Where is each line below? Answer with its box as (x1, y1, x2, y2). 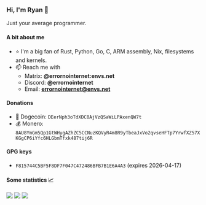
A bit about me (6, 33, 45, 41)
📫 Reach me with (15, 63, 61, 71)
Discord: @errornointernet (24, 79, 93, 86)
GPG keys (6, 148, 32, 155)
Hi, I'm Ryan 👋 (6, 6, 49, 14)
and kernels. (15, 56, 47, 64)
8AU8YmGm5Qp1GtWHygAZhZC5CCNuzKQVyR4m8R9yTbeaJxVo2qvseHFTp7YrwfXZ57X (15, 130, 200, 136)
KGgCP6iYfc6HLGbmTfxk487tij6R (15, 135, 93, 141)
